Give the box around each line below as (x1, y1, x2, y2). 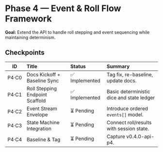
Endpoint (26, 91, 48, 98)
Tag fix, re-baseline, (106, 71, 153, 78)
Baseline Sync (26, 77, 59, 84)
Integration (26, 125, 52, 132)
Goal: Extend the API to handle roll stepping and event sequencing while (5, 29, 150, 35)
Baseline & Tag (26, 136, 61, 143)
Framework (5, 13, 52, 24)
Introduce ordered (106, 105, 148, 112)
